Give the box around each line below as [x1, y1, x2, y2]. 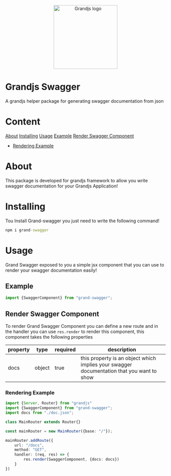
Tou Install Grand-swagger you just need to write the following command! [5, 218, 160, 224]
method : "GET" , [14, 447, 47, 453]
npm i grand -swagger [5, 227, 49, 232]
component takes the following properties [5, 334, 93, 340]
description [107, 346, 136, 353]
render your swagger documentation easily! [5, 267, 97, 273]
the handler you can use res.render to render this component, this [5, 328, 145, 335]
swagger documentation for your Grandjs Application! [5, 183, 118, 189]
